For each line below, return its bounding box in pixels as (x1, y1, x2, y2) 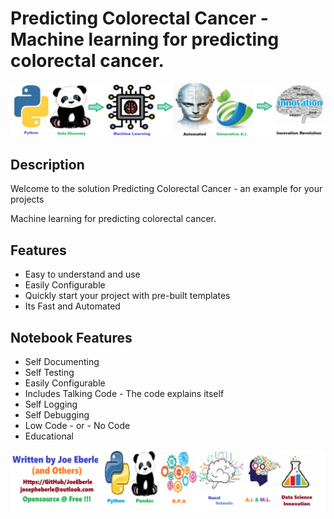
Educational (24, 430, 74, 442)
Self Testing (24, 367, 75, 379)
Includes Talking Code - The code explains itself (24, 388, 225, 400)
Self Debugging (24, 409, 90, 421)
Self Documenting (24, 356, 100, 368)
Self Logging (24, 398, 78, 411)
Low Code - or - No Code (24, 420, 131, 432)
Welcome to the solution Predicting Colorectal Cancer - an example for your (10, 183, 323, 195)
